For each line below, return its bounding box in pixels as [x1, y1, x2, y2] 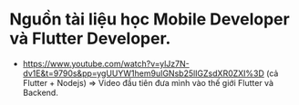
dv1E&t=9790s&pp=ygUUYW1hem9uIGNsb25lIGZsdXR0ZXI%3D [22, 68, 264, 79]
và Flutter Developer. [9, 28, 171, 49]
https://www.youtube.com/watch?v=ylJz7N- [22, 58, 190, 69]
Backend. [22, 87, 59, 98]
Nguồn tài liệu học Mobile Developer [9, 9, 290, 30]
